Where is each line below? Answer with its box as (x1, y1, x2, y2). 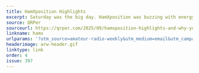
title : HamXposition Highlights (6, 8, 86, 15)
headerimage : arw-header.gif (6, 42, 78, 48)
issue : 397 (6, 58, 33, 64)
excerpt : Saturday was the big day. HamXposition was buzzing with (6, 14, 176, 20)
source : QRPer (6, 19, 41, 25)
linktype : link (6, 47, 44, 53)
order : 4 (6, 52, 28, 58)
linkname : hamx (6, 31, 44, 36)
